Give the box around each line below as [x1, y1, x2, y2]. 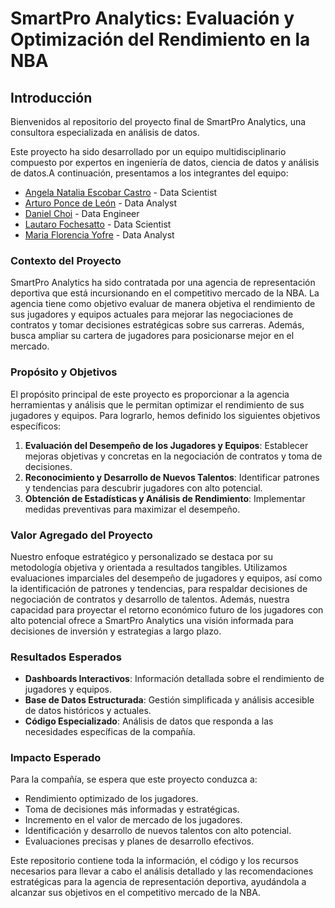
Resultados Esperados [10, 650, 122, 664]
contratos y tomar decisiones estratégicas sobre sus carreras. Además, [10, 319, 305, 331]
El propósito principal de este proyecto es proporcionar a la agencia [10, 388, 290, 400]
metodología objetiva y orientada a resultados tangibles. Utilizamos [10, 561, 288, 573]
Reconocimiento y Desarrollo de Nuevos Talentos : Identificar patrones [24, 471, 320, 483]
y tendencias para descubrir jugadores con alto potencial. [24, 482, 263, 494]
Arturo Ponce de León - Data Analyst [24, 197, 178, 209]
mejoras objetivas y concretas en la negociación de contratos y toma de [24, 450, 323, 462]
